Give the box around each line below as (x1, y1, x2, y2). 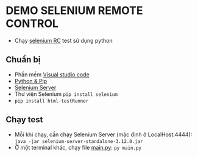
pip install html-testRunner (14, 98, 89, 104)
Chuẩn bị (5, 54, 41, 65)
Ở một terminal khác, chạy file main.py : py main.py (14, 144, 141, 151)
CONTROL (5, 16, 59, 31)
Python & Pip (14, 77, 48, 84)
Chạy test (5, 114, 43, 125)
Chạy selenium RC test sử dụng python (14, 37, 113, 44)
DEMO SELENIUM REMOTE (5, 4, 143, 18)
